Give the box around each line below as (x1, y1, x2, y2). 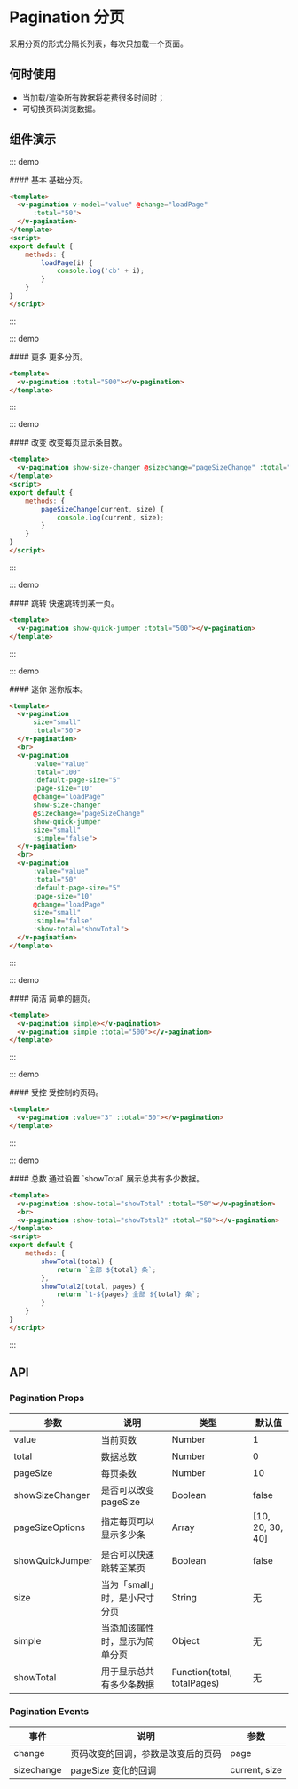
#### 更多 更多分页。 (9, 351, 89, 362)
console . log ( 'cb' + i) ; (56, 267, 145, 276)
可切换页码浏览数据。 (21, 103, 100, 114)
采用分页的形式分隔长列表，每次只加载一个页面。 (9, 38, 188, 49)
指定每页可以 (100, 1515, 155, 1527)
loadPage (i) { (41, 258, 93, 267)
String (171, 1591, 198, 1603)
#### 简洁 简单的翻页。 (9, 993, 96, 1003)
